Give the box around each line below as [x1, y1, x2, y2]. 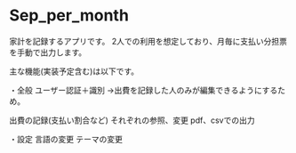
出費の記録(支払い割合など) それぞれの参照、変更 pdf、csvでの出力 [9, 115, 255, 125]
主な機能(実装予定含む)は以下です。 [9, 66, 140, 76]
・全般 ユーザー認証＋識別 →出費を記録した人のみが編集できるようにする [9, 85, 278, 95]
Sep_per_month [9, 5, 129, 26]
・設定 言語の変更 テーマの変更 [9, 133, 123, 144]
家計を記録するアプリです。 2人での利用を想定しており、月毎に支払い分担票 [9, 36, 287, 46]
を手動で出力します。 [9, 46, 87, 58]
